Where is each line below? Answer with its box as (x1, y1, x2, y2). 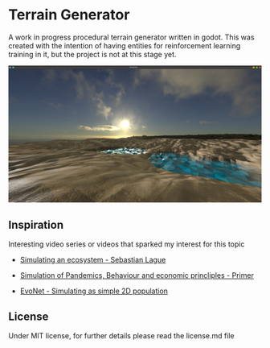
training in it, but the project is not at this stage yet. (8, 49, 177, 59)
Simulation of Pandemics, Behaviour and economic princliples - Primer (19, 271, 255, 280)
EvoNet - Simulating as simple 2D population (19, 286, 169, 296)
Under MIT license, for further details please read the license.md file (8, 331, 235, 341)
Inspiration (8, 218, 64, 232)
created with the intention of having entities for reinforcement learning (8, 40, 241, 50)
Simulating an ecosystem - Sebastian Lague (19, 255, 166, 265)
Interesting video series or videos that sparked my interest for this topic (8, 239, 245, 249)
